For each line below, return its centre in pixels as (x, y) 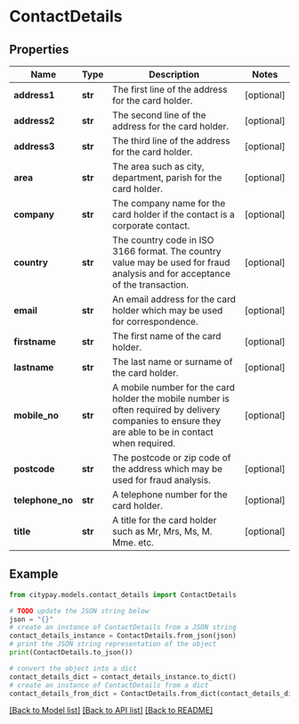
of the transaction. (151, 285)
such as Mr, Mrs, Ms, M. (162, 531)
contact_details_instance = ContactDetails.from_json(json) (123, 636)
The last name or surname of (173, 362)
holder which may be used (168, 310)
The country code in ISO (163, 240)
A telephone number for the (170, 495)
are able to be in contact (163, 432)
